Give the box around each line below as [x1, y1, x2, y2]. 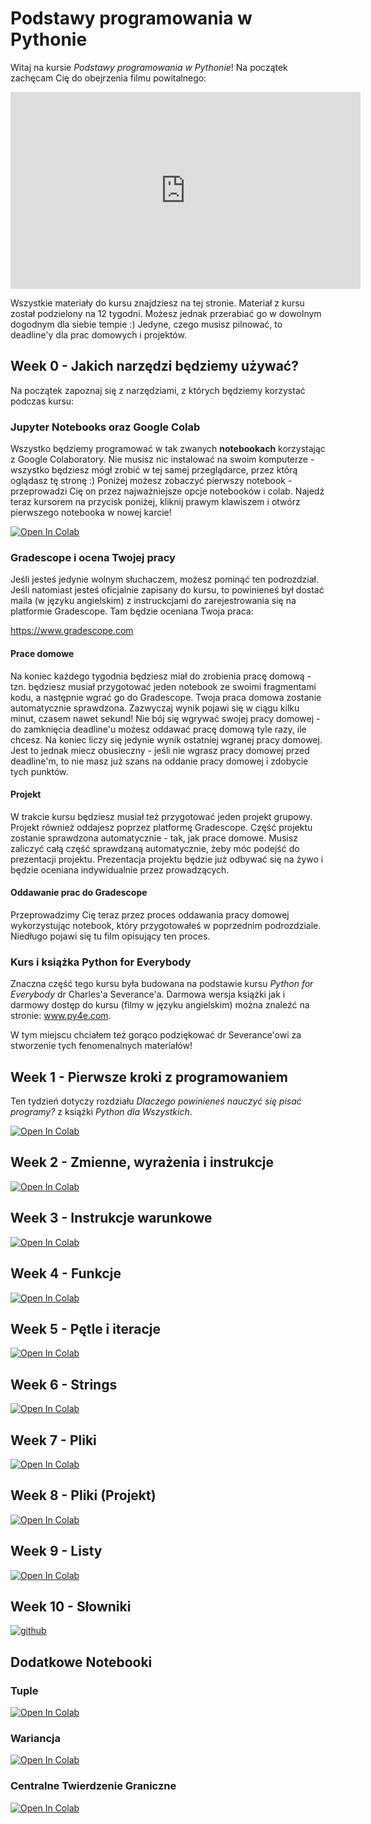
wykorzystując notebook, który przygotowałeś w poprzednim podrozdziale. [10, 919, 322, 931]
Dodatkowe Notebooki [10, 1653, 153, 1671]
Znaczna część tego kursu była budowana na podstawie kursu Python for [10, 978, 314, 990]
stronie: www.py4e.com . [10, 1010, 112, 1022]
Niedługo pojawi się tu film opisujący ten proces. [10, 930, 211, 942]
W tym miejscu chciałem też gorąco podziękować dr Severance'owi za [10, 1029, 302, 1041]
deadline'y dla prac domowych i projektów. [10, 328, 187, 341]
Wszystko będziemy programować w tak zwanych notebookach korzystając [10, 443, 326, 455]
